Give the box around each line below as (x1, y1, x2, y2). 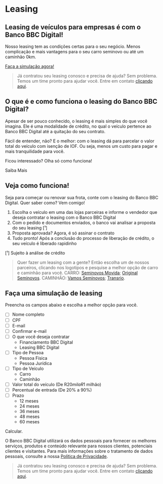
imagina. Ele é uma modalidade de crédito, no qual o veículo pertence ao (5, 123, 152, 129)
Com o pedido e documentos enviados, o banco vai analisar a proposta (12, 219, 156, 226)
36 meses (19, 409, 40, 415)
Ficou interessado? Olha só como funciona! (5, 158, 92, 163)
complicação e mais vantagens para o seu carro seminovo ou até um (5, 49, 144, 54)
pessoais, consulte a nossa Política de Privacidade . (5, 454, 108, 460)
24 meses (19, 403, 40, 409)
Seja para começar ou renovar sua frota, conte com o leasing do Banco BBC (5, 194, 159, 200)
